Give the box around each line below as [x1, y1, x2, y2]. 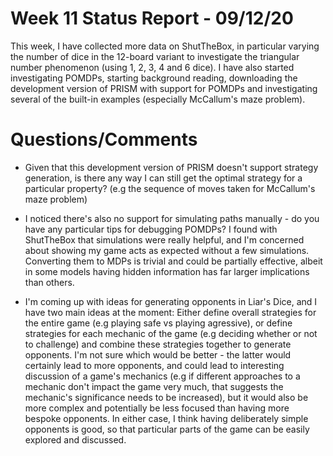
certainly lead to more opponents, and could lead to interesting [24, 359, 285, 371]
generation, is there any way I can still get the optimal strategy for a [24, 172, 303, 184]
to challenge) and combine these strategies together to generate [24, 338, 292, 350]
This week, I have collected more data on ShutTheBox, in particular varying [10, 40, 320, 52]
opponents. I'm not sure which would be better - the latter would [24, 348, 292, 361]
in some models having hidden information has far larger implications [24, 265, 310, 277]
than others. [24, 276, 75, 288]
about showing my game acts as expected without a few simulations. [24, 244, 310, 256]
